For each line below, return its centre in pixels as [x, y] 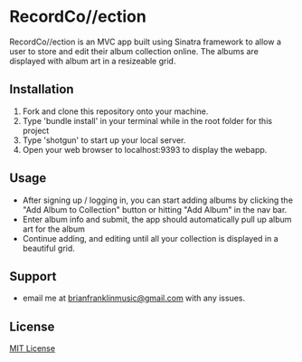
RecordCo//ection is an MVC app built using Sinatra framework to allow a [146, 42]
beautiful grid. [48, 248]
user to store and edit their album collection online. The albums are [134, 51]
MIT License [33, 348]
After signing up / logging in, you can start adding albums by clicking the [158, 200]
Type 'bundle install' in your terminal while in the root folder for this [147, 120]
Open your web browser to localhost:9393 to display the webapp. [145, 149]
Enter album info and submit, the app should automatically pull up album [157, 219]
